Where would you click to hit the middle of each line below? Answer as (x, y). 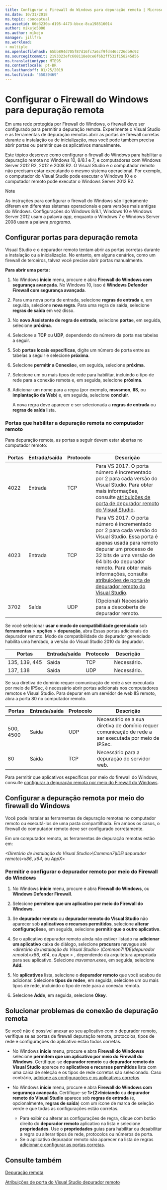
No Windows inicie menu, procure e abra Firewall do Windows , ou (81, 889)
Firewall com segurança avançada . (49, 290)
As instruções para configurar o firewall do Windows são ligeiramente (77, 201)
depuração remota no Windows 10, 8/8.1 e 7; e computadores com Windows (83, 160)
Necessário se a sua (121, 719)
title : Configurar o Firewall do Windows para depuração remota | (75, 10)
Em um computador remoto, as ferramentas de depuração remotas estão (80, 838)
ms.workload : (19, 42)
